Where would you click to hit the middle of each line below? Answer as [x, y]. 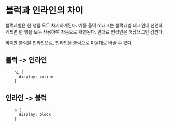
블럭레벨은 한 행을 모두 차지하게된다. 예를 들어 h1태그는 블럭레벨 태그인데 [77, 25]
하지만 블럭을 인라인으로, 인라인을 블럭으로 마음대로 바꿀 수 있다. [69, 42]
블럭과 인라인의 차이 [45, 10]
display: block [35, 114]
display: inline [36, 77]
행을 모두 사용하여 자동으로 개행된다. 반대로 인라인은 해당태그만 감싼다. [94, 31]
